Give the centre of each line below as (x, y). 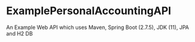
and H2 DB (19, 33)
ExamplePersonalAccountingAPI (89, 11)
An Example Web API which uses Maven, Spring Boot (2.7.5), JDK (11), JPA (98, 27)
